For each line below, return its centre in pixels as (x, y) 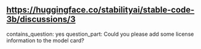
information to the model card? (45, 40)
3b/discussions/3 (41, 20)
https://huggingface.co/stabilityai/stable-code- (100, 10)
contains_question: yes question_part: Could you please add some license (100, 34)
